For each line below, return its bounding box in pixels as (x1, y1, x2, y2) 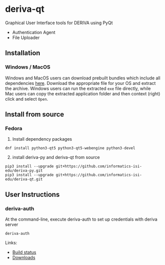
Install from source (5, 110, 65, 119)
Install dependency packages (12, 136, 72, 142)
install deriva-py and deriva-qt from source (12, 154, 100, 160)
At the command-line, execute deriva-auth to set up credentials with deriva (5, 216, 158, 222)
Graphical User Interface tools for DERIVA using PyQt (5, 20, 113, 26)
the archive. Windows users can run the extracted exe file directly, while (5, 85, 151, 91)
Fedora (5, 125, 23, 132)
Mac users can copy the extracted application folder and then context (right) (5, 90, 161, 97)
